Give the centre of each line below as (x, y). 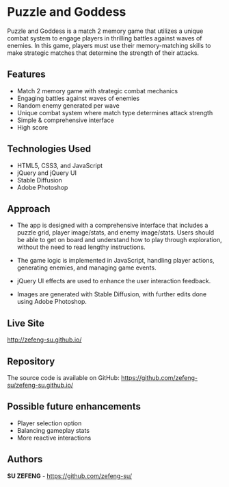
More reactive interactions (54, 438)
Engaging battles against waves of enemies (78, 98)
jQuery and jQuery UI (47, 173)
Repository (31, 361)
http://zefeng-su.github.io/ (44, 340)
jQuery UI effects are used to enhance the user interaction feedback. (114, 281)
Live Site (26, 323)
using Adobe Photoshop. (52, 302)
